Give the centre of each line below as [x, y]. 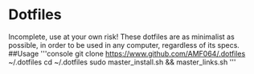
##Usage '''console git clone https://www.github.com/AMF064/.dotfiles [127, 53]
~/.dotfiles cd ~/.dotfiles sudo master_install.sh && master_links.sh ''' [122, 62]
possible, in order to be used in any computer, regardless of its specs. [124, 45]
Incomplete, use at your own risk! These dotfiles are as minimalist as [121, 37]
